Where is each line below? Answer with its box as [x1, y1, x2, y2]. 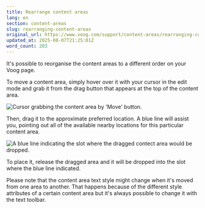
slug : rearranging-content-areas [6, 26, 92, 32]
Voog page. [6, 66, 35, 73]
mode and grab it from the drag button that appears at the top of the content [6, 84, 198, 92]
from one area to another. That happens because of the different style [6, 183, 182, 190]
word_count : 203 [6, 43, 48, 50]
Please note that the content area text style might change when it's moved [6, 176, 193, 184]
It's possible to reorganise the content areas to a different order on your [6, 59, 187, 67]
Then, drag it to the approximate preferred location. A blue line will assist [6, 114, 189, 122]
